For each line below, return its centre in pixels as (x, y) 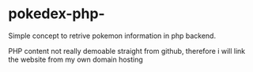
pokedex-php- (57, 14)
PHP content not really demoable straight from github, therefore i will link (127, 51)
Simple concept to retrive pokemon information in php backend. (112, 36)
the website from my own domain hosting (76, 59)
